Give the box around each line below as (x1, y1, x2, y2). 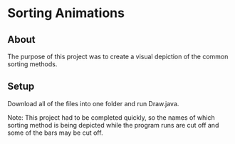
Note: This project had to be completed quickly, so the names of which (7, 113, 215, 122)
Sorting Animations (7, 5, 125, 21)
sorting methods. (7, 60, 58, 68)
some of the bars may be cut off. (7, 128, 103, 137)
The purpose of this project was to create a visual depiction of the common (7, 52, 229, 61)
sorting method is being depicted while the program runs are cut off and (7, 120, 219, 129)
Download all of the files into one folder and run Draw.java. (7, 99, 179, 108)
